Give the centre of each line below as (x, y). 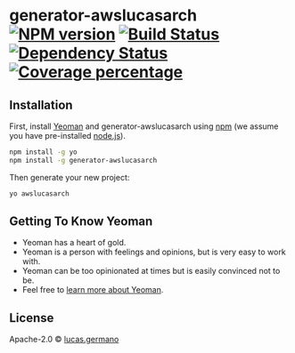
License (32, 318)
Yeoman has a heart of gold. (74, 243)
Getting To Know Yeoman (81, 222)
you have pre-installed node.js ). (68, 136)
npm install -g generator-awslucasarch (83, 160)
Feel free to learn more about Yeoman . (93, 290)
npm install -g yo (43, 152)
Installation (41, 104)
